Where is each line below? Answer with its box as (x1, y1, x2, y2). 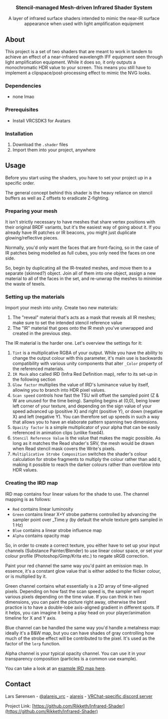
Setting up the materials (5, 294, 65, 301)
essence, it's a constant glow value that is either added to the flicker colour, (5, 568, 161, 574)
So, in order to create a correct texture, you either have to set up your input (5, 542, 160, 548)
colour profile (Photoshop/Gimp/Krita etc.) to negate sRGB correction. (5, 553, 149, 559)
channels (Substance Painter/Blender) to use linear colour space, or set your (5, 548, 163, 554)
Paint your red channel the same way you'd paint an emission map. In (5, 563, 148, 569)
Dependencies (5, 82, 41, 89)
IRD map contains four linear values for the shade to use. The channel (5, 491, 149, 497)
